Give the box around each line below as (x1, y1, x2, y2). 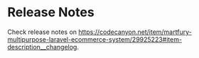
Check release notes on (7, 28, 77, 36)
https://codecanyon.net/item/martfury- (77, 28, 192, 36)
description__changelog (7, 42, 77, 51)
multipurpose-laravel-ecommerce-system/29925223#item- (7, 35, 183, 43)
